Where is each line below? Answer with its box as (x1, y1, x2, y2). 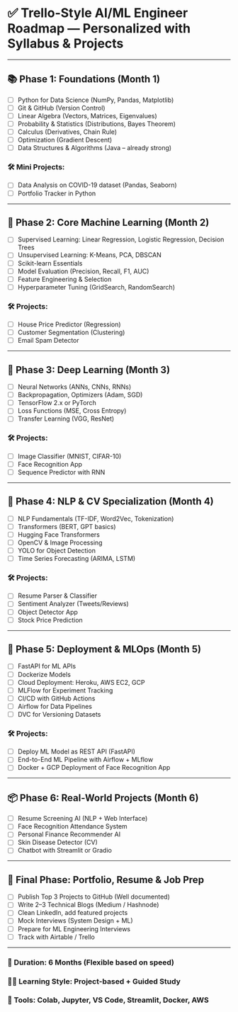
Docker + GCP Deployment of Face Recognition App (17, 763, 171, 772)
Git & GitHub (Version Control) (17, 103, 106, 112)
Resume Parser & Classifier (17, 591, 98, 600)
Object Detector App (17, 608, 78, 616)
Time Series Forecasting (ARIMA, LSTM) (17, 555, 136, 563)
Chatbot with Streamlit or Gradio (17, 846, 112, 855)
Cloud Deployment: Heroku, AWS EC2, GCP (17, 678, 145, 686)
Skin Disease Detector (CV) (17, 838, 98, 847)
